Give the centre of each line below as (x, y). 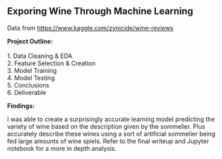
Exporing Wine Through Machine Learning (100, 11)
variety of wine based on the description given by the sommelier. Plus (106, 126)
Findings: (21, 105)
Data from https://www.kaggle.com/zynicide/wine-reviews (90, 28)
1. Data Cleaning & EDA (40, 56)
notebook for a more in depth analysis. (62, 148)
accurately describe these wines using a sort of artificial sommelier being (111, 134)
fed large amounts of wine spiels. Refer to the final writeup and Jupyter (108, 141)
